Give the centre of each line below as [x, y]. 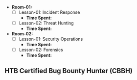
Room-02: [22, 34]
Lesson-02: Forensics [41, 50]
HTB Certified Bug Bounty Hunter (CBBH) [69, 71]
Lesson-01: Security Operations [51, 39]
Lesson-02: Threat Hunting [46, 23]
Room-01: [22, 7]
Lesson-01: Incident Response [49, 12]
